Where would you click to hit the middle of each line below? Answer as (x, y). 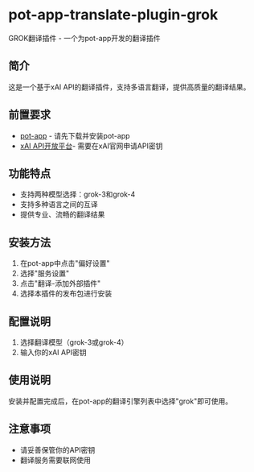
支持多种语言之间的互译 (59, 205)
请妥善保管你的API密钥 (57, 449)
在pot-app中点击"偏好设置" (65, 263)
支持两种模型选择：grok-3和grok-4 (78, 194)
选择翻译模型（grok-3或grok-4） (74, 342)
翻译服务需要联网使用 (55, 460)
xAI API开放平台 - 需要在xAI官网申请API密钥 (91, 146)
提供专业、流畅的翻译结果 (62, 214)
